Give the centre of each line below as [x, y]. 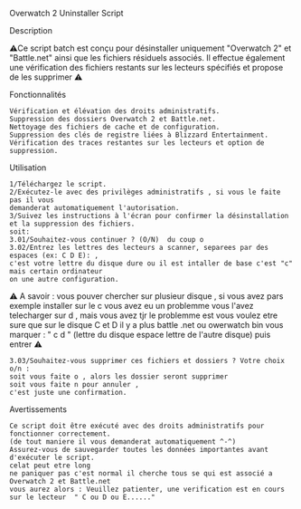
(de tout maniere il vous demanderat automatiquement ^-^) [123, 442]
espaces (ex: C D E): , [54, 255]
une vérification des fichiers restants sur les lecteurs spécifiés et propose [146, 67]
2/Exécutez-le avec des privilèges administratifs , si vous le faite [145, 192]
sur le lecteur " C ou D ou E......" [82, 497]
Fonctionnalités [38, 95]
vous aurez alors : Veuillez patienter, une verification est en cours [147, 489]
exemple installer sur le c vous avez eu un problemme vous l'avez [132, 306]
